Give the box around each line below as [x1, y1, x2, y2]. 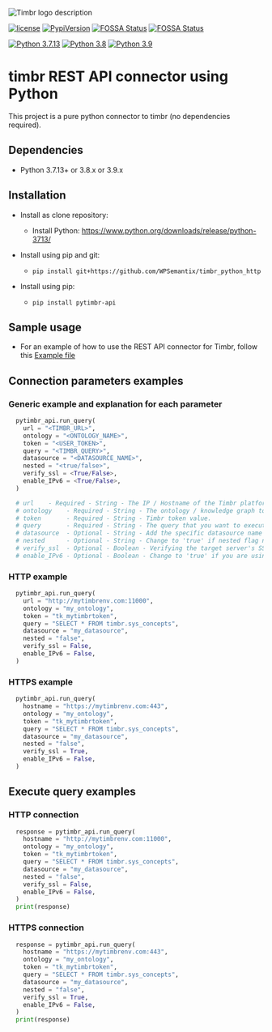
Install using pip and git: [19, 249, 100, 259]
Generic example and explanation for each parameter [8, 398, 223, 409]
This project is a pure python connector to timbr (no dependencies [8, 111, 231, 121]
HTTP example [8, 571, 68, 582]
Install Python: [32, 225, 80, 235]
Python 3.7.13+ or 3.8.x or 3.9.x [19, 164, 124, 174]
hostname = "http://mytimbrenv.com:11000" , [23, 835, 172, 843]
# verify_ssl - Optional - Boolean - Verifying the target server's [15, 544, 255, 552]
